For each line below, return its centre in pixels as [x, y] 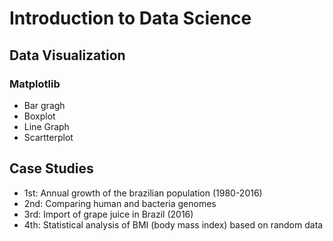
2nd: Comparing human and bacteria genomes [120, 203]
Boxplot [39, 116]
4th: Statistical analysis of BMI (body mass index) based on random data [173, 224]
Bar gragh [44, 105]
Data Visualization [67, 55]
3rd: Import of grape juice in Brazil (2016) [108, 214]
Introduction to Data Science [130, 18]
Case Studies [51, 168]
